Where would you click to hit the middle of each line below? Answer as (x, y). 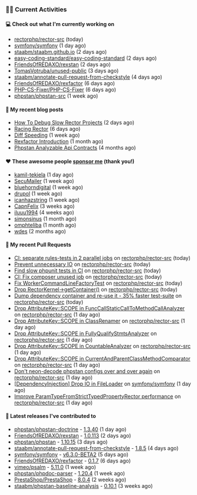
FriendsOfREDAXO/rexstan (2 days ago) (63, 65)
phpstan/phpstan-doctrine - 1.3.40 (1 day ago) (70, 429)
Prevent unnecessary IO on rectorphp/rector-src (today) (82, 264)
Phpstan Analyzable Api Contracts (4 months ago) (75, 148)
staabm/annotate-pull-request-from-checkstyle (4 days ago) (88, 77)
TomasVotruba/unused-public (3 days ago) (66, 71)
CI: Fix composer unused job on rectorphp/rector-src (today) (88, 277)
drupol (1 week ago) (38, 193)
